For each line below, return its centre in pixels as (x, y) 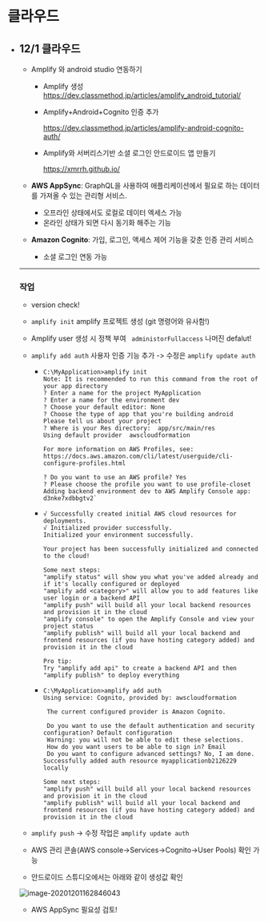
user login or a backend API (92, 598)
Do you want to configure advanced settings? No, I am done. (151, 754)
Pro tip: (58, 661)
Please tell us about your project (102, 422)
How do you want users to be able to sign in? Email (136, 747)
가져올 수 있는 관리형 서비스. (83, 196)
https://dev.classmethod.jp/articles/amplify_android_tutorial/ (142, 95)
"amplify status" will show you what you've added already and (150, 577)
